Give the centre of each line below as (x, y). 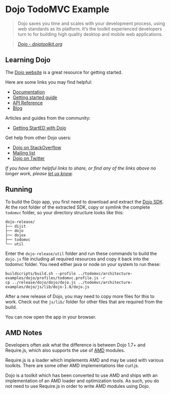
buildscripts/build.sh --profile (41, 273)
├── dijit (16, 226)
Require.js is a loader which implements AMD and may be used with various (84, 360)
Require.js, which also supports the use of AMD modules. (65, 350)
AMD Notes (24, 333)
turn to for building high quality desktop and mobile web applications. (90, 34)
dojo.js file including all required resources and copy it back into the (77, 259)
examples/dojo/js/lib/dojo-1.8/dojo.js (47, 287)
